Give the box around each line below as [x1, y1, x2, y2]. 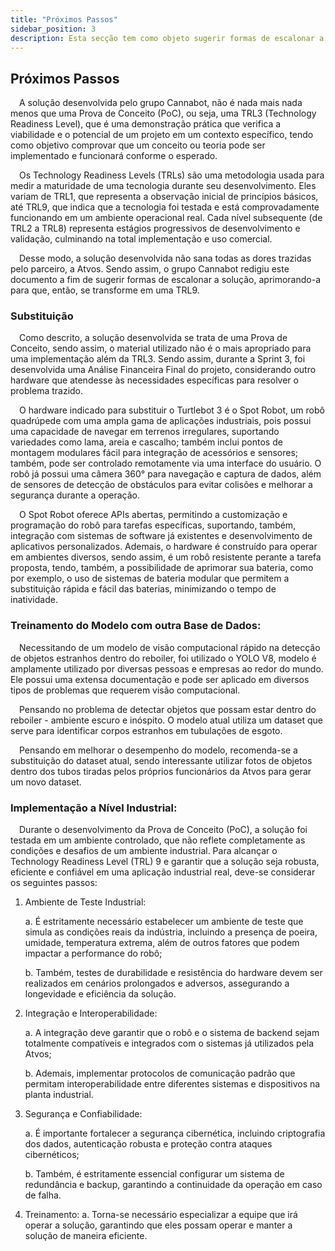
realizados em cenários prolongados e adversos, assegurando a [24, 977, 290, 990]
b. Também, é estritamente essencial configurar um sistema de [24, 1168, 285, 1180]
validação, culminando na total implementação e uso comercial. [10, 233, 273, 245]
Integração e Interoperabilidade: [24, 1007, 158, 1020]
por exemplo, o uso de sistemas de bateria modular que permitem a [10, 572, 290, 585]
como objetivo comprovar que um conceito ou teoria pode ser [10, 139, 266, 151]
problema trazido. [10, 385, 84, 397]
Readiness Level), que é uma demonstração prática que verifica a [10, 118, 282, 130]
